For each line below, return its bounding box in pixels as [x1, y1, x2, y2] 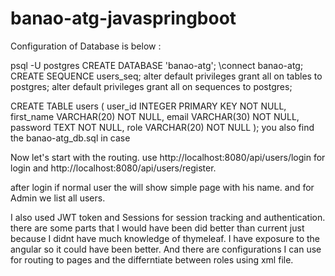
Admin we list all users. [10, 192, 106, 204]
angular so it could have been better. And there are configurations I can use [10, 243, 322, 255]
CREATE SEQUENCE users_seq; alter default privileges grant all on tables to [10, 70, 323, 82]
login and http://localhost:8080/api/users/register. [10, 162, 217, 174]
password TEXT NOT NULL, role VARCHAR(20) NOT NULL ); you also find [10, 121, 315, 133]
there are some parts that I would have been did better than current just [10, 222, 305, 234]
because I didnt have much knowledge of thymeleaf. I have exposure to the [10, 232, 321, 244]
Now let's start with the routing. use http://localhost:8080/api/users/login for [10, 151, 326, 163]
